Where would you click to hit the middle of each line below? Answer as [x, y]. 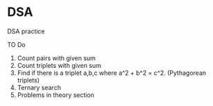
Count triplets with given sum [59, 65]
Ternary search [39, 87]
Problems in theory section [56, 95]
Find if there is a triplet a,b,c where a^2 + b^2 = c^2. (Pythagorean [112, 73]
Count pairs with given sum [56, 58]
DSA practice [26, 31]
